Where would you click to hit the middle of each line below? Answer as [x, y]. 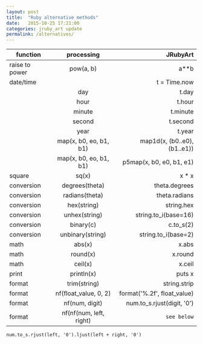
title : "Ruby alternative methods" [52, 18]
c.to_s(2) [181, 225]
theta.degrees [174, 186]
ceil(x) [83, 264]
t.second [181, 121]
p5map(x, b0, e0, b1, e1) [158, 162]
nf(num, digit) [83, 304]
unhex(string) [83, 215]
